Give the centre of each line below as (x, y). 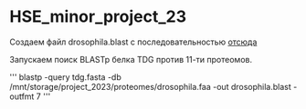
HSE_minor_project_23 (98, 17)
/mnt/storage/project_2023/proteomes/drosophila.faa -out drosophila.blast (151, 86)
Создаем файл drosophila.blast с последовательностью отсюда (133, 42)
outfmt (22, 96)
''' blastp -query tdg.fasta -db (65, 77)
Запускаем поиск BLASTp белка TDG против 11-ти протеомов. (131, 59)
